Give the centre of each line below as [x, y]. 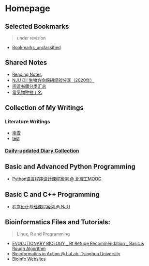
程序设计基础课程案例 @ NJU [41, 207]
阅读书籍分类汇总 [29, 86]
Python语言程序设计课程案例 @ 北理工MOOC [57, 179]
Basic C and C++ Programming [52, 194]
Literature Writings [28, 122]
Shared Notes [26, 63]
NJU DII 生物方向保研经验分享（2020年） [53, 80]
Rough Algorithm [29, 249]
